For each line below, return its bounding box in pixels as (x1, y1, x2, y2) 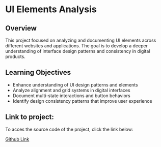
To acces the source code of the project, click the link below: (5, 126, 133, 132)
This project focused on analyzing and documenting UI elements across (5, 37, 156, 43)
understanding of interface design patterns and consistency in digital (5, 48, 150, 54)
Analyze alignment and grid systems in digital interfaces (12, 87, 131, 93)
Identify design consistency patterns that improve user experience (12, 98, 152, 104)
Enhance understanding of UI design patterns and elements (12, 81, 139, 87)
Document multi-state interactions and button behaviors (12, 93, 131, 99)
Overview (5, 24, 37, 33)
